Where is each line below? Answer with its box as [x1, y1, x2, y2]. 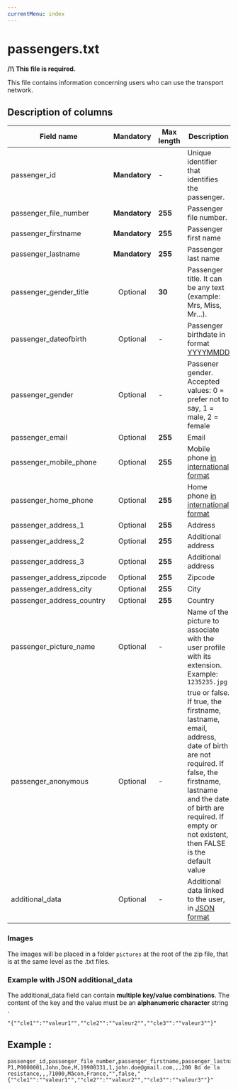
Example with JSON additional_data [7, 974, 133, 984]
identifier [187, 157, 217, 167]
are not [187, 750, 211, 760]
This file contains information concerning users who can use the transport [7, 78, 224, 87]
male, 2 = [187, 412, 219, 422]
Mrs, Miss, [187, 301, 222, 311]
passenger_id [11, 170, 57, 180]
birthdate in [187, 330, 225, 340]
